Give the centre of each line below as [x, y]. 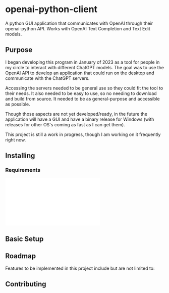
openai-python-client [51, 9]
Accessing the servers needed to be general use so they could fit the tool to [84, 88]
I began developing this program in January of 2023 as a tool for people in [82, 62]
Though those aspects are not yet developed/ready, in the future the [76, 114]
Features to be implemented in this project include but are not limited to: [80, 268]
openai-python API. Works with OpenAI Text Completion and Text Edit [78, 28]
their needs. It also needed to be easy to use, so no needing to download [81, 93]
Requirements [23, 170]
